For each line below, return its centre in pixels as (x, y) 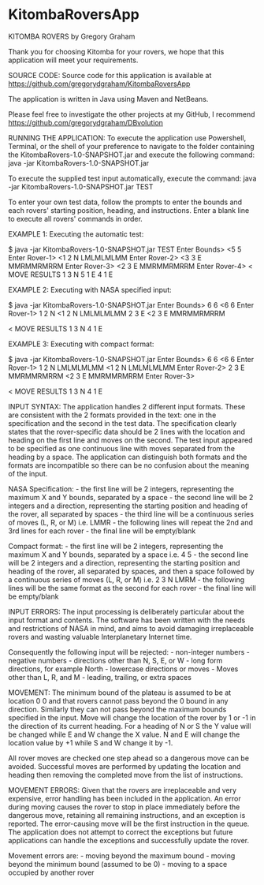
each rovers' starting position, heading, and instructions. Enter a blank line (129, 210)
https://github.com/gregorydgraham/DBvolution (86, 122)
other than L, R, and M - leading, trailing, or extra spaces (100, 677)
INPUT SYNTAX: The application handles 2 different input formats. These (127, 406)
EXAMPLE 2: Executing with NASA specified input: (90, 289)
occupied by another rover (51, 872)
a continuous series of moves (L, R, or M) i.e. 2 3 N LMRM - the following (126, 579)
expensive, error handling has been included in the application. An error (125, 798)
